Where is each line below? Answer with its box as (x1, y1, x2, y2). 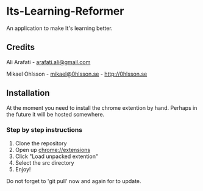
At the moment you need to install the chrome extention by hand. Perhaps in (6, 104, 198, 111)
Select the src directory (15, 159, 74, 166)
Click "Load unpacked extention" (15, 153, 99, 160)
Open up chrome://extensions (15, 146, 90, 153)
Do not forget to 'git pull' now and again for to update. (6, 177, 141, 184)
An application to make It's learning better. (6, 24, 113, 32)
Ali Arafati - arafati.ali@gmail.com (6, 58, 91, 65)
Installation (6, 88, 50, 98)
